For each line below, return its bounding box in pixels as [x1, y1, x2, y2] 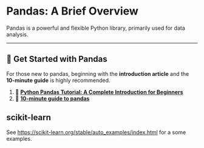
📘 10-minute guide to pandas [15, 95, 90, 102]
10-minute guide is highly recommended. [6, 76, 110, 84]
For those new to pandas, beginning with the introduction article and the [6, 70, 189, 77]
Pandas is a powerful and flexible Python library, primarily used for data [6, 24, 185, 32]
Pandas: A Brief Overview [6, 4, 138, 18]
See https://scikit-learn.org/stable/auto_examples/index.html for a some [6, 129, 186, 136]
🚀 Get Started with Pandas [6, 54, 107, 64]
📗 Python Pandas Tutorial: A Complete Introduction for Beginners [15, 88, 183, 95]
